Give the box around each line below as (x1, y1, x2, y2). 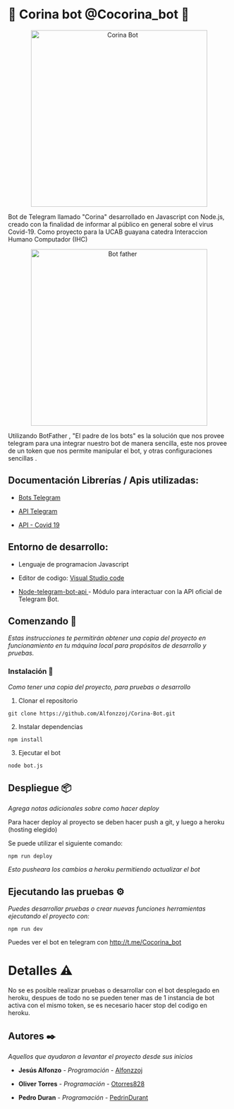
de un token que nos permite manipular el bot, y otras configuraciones (8, 446, 213, 455)
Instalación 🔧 (8, 667, 54, 677)
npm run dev (8, 925, 43, 933)
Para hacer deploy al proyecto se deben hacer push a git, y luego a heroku (8, 818, 225, 826)
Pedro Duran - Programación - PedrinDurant (18, 1093, 149, 1102)
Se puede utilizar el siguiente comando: (8, 839, 123, 848)
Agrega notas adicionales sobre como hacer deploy (8, 805, 159, 813)
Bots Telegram (18, 493, 61, 502)
